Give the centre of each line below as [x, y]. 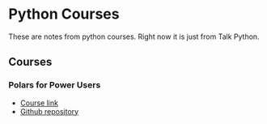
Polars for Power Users [55, 85]
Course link [39, 103]
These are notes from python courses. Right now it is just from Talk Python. [134, 36]
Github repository [49, 111]
